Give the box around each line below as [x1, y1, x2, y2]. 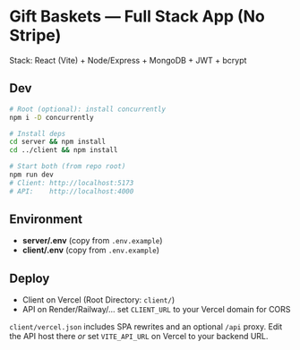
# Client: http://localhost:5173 [9, 178, 134, 187]
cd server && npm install [9, 137, 106, 147]
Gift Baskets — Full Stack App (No [9, 6, 266, 27]
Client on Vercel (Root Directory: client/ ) [21, 295, 176, 305]
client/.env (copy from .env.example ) [21, 244, 159, 256]
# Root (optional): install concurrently [9, 105, 167, 114]
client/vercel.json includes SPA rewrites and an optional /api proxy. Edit [9, 321, 283, 332]
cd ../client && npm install [9, 146, 118, 155]
